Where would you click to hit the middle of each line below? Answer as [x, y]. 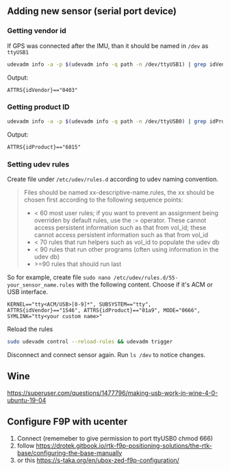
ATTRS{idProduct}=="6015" [44, 147]
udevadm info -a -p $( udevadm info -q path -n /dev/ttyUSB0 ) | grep [107, 121]
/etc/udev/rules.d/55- [146, 278]
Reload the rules [30, 329]
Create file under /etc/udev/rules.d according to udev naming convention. [113, 179]
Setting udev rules [38, 164]
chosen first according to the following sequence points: [103, 200]
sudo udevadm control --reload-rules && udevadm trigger [90, 342]
